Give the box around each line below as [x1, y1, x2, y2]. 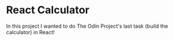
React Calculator [6, 3, 90, 17]
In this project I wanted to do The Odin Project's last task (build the [6, 23, 168, 29]
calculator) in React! [6, 28, 55, 35]
